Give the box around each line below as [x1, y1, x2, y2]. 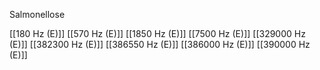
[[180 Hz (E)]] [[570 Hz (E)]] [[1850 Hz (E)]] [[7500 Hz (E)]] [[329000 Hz [9, 28, 306, 39]
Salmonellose [9, 9, 66, 20]
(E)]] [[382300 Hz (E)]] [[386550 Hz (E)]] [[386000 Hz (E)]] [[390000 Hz [9, 39, 311, 50]
